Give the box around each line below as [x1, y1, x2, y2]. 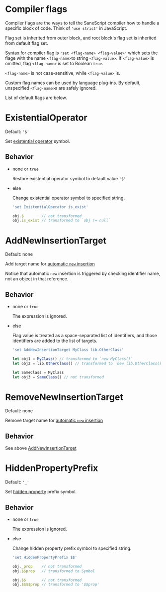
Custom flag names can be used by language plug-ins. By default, [5, 80, 141, 86]
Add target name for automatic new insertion [5, 261, 95, 267]
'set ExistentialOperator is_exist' [12, 204, 88, 210]
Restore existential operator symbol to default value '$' [12, 175, 126, 181]
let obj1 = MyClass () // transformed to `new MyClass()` [12, 356, 133, 361]
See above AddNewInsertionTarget [5, 445, 77, 451]
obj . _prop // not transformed [12, 564, 82, 569]
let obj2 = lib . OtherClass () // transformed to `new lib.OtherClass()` [12, 361, 164, 366]
